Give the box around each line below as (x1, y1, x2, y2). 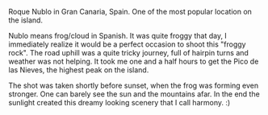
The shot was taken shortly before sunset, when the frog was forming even (8, 80, 259, 90)
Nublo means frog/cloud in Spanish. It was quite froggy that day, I (8, 31, 228, 40)
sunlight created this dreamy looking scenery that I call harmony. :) (8, 98, 231, 107)
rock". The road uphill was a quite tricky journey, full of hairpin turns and (8, 48, 249, 57)
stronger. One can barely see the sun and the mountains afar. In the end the (8, 89, 260, 99)
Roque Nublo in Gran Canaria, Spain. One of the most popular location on (8, 7, 253, 16)
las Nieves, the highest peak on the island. (8, 65, 149, 75)
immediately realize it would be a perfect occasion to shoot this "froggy (8, 39, 246, 49)
